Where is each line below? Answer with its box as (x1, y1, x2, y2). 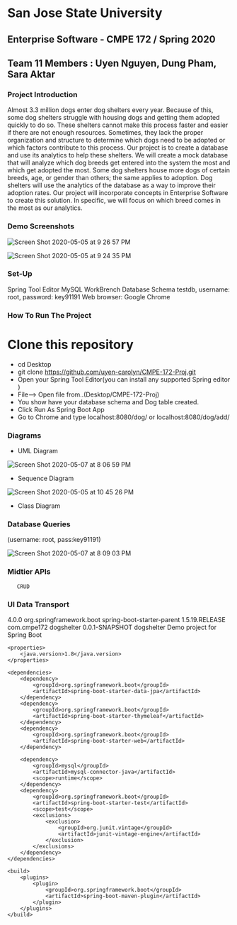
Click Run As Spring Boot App (17, 405, 105, 414)
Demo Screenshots (7, 221, 75, 231)
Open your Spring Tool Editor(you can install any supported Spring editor (17, 375, 231, 384)
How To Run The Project (7, 310, 92, 320)
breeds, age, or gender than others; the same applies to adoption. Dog (7, 174, 213, 182)
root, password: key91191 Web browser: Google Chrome (7, 292, 170, 301)
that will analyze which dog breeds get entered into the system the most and (7, 158, 231, 167)
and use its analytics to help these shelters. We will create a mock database (7, 151, 229, 160)
